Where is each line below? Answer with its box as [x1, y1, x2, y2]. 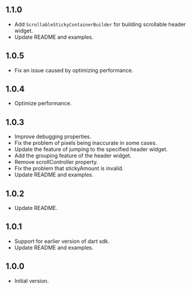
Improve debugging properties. [14, 133, 91, 140]
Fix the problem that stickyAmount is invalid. [14, 165, 124, 172]
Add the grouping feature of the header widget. [14, 152, 132, 159]
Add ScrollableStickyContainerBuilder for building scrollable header [14, 20, 187, 28]
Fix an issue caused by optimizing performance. [14, 66, 134, 74]
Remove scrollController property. [14, 159, 98, 166]
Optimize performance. [14, 100, 72, 107]
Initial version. [14, 277, 49, 284]
